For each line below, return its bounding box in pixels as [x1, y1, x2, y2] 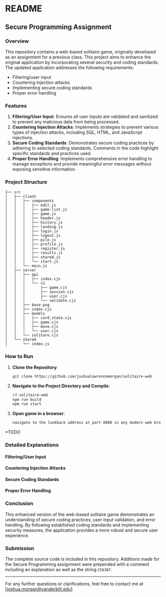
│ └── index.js [5, 341, 50, 347]
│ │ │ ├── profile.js [5, 242, 63, 247]
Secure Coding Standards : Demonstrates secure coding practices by [12, 140, 154, 146]
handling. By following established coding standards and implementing [5, 522, 149, 528]
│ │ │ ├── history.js [5, 220, 63, 225]
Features [5, 102, 27, 109]
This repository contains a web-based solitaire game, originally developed [5, 49, 156, 54]
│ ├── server [5, 268, 37, 273]
